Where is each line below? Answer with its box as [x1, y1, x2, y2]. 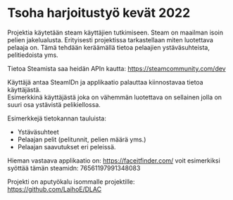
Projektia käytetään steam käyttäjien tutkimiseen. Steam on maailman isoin [7, 28, 224, 37]
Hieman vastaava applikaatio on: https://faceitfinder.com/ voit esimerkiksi [7, 156, 220, 165]
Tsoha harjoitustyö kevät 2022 [7, 5, 191, 21]
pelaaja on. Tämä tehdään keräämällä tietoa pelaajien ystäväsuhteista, [7, 43, 210, 51]
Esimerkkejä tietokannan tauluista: [7, 114, 107, 123]
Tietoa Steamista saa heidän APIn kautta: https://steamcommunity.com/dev [7, 64, 227, 73]
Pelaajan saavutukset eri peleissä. [17, 142, 116, 151]
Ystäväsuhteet [17, 127, 59, 136]
